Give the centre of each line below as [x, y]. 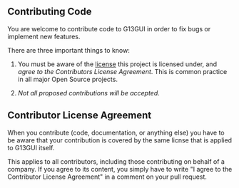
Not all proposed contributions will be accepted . [89, 93]
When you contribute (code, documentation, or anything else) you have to [116, 132]
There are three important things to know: [68, 50]
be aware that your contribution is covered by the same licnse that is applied [120, 140]
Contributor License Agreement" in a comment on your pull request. [107, 177]
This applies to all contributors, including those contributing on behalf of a [116, 161]
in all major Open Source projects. [67, 79]
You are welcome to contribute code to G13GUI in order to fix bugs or [109, 28]
